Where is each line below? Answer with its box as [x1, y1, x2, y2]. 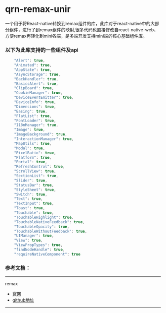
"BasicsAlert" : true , [14, 81, 58, 86]
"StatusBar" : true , [14, 183, 54, 188]
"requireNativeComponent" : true [14, 251, 81, 256]
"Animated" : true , [14, 63, 52, 68]
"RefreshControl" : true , [14, 164, 65, 169]
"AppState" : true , [14, 67, 52, 72]
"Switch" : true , [14, 192, 48, 197]
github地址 [12, 297, 35, 303]
